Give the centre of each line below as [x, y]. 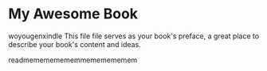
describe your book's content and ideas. [75, 44]
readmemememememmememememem [73, 60]
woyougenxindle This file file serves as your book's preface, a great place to [134, 36]
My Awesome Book [73, 14]
